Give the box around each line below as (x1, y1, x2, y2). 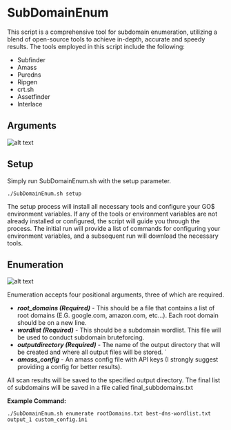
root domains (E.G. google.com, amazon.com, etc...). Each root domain (17, 311, 219, 319)
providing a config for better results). (17, 363, 123, 371)
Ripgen (17, 77, 38, 86)
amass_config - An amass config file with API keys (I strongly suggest (17, 355, 219, 364)
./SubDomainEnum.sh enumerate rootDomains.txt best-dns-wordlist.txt (7, 410, 212, 418)
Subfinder (17, 55, 46, 64)
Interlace (17, 100, 43, 108)
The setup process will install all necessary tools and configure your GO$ (7, 202, 215, 210)
